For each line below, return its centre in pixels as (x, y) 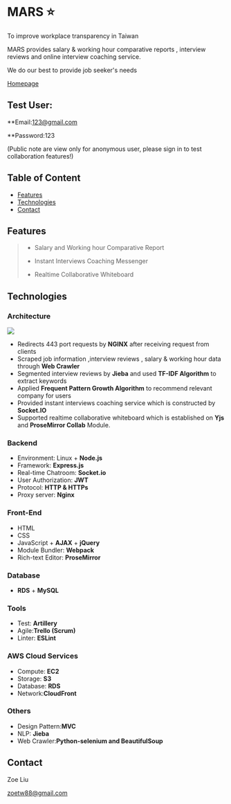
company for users (44, 396)
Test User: (30, 106)
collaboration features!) (40, 156)
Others (19, 711)
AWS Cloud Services (43, 656)
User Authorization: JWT (53, 480)
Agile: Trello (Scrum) (46, 631)
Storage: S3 (34, 679)
